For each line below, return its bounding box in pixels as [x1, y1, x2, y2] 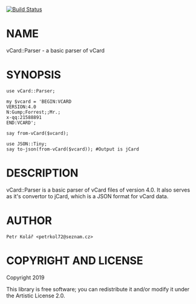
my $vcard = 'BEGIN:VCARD [6, 99, 71, 105]
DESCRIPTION [6, 166, 79, 180]
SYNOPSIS [6, 68, 62, 82]
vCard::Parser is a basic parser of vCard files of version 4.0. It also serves [6, 186, 191, 193]
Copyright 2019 [6, 274, 45, 281]
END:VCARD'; [6, 120, 36, 126]
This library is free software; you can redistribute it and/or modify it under [6, 285, 190, 293]
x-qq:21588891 [6, 114, 42, 120]
